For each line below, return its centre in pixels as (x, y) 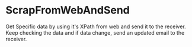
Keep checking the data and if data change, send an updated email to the (95, 32)
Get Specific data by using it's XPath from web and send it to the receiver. (96, 26)
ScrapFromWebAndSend (68, 10)
